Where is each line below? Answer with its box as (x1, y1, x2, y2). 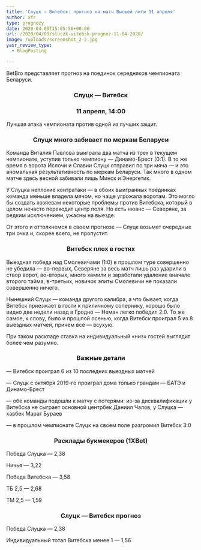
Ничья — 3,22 (6, 462, 42, 469)
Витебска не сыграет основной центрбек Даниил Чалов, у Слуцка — (6, 403, 183, 411)
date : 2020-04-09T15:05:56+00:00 (6, 25, 90, 32)
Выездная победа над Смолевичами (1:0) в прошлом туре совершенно (6, 259, 190, 266)
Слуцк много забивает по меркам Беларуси (32, 136, 169, 144)
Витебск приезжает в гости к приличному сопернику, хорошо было (6, 302, 181, 309)
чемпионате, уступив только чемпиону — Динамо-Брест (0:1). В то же (6, 155, 188, 163)
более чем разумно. (6, 339, 59, 346)
